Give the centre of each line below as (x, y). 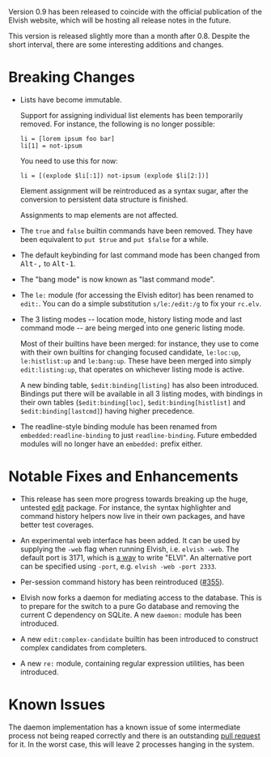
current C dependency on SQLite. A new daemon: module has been (131, 615)
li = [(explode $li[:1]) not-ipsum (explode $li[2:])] (114, 176)
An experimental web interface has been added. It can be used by (130, 540)
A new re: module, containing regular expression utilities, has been (132, 663)
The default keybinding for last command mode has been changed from (140, 255)
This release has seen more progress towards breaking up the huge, (134, 499)
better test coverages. (57, 525)
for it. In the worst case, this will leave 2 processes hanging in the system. (131, 744)
